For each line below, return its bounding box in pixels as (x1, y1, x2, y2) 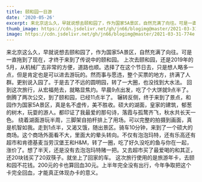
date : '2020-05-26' (6, 14, 55, 20)
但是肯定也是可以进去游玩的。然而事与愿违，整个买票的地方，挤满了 (16, 71, 185, 78)
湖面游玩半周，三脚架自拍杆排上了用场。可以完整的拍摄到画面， (28, 116, 187, 124)
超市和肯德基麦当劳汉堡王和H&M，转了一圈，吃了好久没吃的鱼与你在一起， (6, 139, 192, 146)
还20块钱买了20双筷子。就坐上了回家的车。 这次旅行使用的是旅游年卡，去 (6, 154, 189, 162)
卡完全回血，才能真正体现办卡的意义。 (6, 169, 101, 177)
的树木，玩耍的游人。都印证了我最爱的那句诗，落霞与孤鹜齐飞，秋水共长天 (6, 109, 191, 116)
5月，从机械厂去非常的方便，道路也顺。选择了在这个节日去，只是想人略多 (6, 64, 189, 71)
